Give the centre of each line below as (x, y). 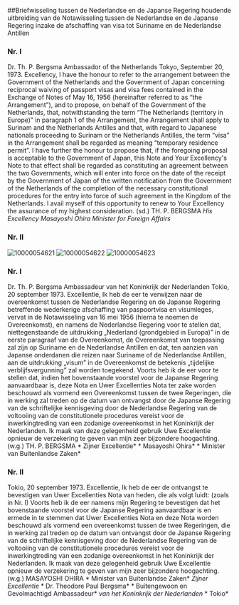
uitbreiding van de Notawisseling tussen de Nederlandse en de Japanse (113, 18)
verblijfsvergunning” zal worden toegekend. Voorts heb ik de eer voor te (113, 370)
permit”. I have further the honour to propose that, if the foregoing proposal (117, 151)
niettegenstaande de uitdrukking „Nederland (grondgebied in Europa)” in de (118, 332)
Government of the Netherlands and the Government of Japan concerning (116, 82)
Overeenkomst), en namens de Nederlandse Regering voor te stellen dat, (115, 325)
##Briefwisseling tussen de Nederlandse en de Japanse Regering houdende (119, 10)
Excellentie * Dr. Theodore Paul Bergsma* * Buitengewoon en (97, 586)
